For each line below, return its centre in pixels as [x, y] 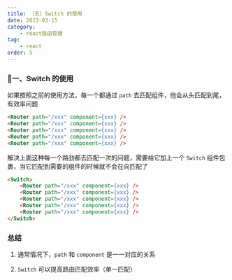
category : [22, 27]
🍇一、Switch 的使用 [41, 78]
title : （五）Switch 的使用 [45, 14]
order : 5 [20, 53]
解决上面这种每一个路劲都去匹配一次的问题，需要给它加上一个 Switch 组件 [113, 157]
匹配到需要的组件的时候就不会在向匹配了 [89, 166]
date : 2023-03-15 [32, 20]
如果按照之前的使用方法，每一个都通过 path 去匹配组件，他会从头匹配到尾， [116, 95]
